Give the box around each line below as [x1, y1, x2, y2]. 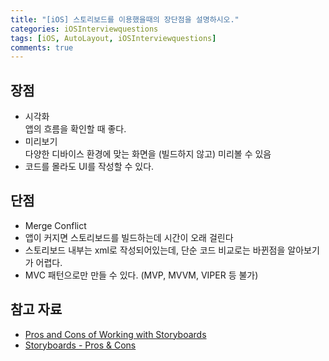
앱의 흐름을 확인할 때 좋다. [24, 123, 127, 135]
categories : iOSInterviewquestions [10, 24, 159, 34]
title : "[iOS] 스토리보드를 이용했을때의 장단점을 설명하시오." [10, 14, 240, 25]
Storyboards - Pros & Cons [24, 339, 137, 351]
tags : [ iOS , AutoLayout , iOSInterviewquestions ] [10, 33, 217, 43]
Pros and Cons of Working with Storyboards [24, 328, 207, 340]
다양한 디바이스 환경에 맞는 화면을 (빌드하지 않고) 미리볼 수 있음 [24, 148, 272, 160]
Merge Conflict [24, 219, 87, 231]
